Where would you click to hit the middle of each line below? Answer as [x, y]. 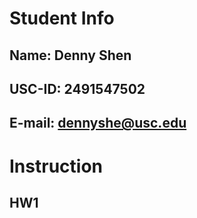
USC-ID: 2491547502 [77, 88]
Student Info [62, 18]
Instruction [56, 166]
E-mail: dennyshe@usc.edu [98, 123]
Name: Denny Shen [70, 55]
